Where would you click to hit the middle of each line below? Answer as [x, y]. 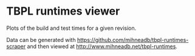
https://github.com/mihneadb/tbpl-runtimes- [133, 40]
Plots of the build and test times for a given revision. [71, 28]
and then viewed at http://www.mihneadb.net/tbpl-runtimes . [102, 46]
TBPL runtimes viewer [63, 11]
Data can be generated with [41, 40]
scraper [16, 46]
